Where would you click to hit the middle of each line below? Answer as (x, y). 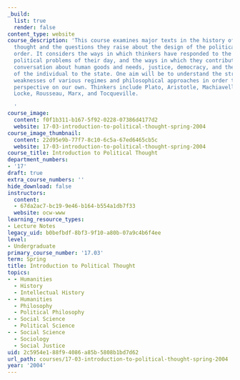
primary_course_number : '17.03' (55, 253)
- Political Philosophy (49, 312)
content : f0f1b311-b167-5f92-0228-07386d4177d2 (86, 120)
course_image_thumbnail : (44, 133)
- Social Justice (40, 346)
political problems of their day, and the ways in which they (108, 61)
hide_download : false (40, 186)
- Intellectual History (49, 292)
